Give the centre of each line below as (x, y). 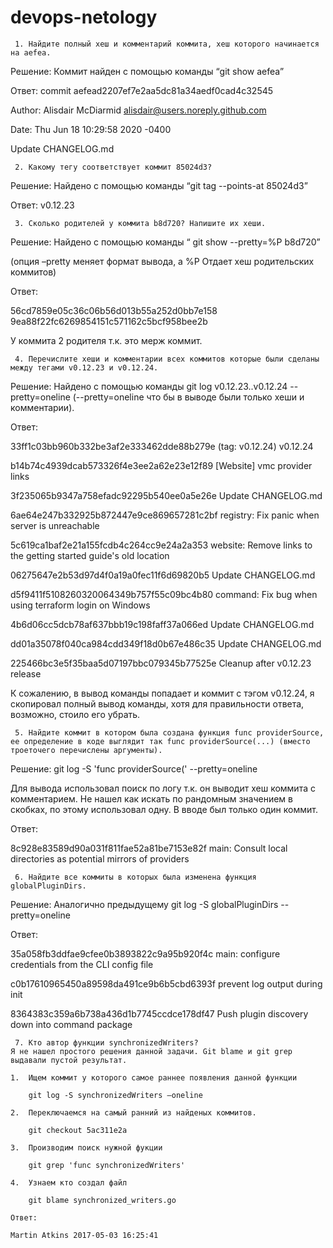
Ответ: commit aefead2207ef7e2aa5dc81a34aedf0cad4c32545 (142, 90)
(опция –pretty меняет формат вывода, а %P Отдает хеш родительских (162, 261)
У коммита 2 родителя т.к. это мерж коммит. (106, 340)
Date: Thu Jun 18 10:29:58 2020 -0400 (91, 129)
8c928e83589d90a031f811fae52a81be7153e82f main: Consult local (149, 848)
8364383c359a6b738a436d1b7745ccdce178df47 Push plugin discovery (159, 1013)
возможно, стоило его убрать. (75, 714)
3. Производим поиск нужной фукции (86, 1147)
